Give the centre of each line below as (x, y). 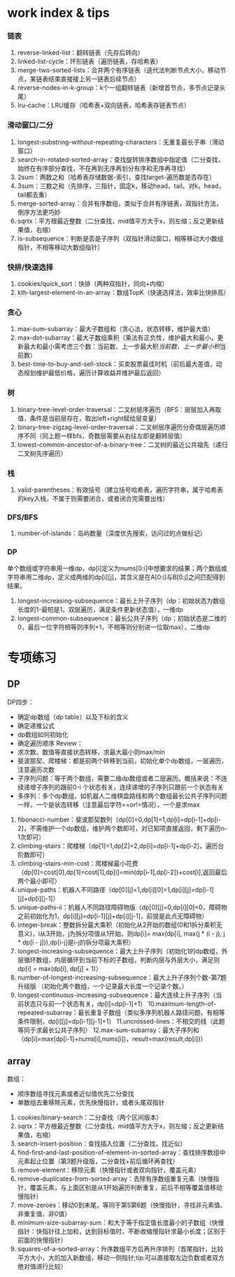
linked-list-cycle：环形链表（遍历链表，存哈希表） (90, 62)
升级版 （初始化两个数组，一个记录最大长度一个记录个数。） (102, 986)
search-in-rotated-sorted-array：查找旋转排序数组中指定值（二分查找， (121, 159)
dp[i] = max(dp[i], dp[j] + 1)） (60, 968)
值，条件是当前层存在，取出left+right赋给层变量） (89, 418)
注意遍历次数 (36, 769)
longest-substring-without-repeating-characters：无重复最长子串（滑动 (121, 142)
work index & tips (58, 13)
